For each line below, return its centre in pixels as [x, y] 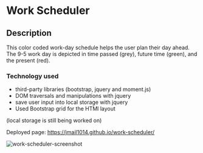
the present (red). [28, 60]
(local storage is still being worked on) [54, 121]
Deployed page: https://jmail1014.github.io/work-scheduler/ [81, 132]
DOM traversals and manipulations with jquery [73, 96]
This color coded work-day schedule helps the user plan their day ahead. [98, 47]
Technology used [33, 76]
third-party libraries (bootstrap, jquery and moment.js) [83, 89]
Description [29, 33]
